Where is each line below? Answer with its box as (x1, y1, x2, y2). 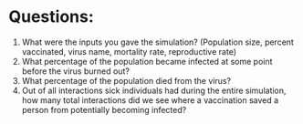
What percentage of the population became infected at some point (21, 56, 273, 67)
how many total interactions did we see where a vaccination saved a (21, 94, 279, 106)
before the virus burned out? (21, 66, 130, 77)
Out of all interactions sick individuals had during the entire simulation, (21, 85, 287, 96)
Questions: (8, 6, 95, 27)
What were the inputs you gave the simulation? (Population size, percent (21, 36, 294, 47)
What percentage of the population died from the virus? (21, 75, 232, 86)
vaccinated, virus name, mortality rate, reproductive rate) (21, 46, 237, 57)
